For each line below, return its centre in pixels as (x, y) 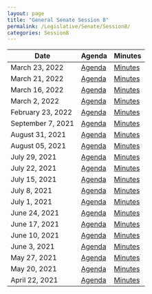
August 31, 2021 (39, 135)
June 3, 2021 (33, 246)
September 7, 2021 (42, 123)
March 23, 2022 (37, 67)
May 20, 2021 (34, 269)
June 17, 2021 (35, 224)
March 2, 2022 (35, 101)
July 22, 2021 (34, 168)
